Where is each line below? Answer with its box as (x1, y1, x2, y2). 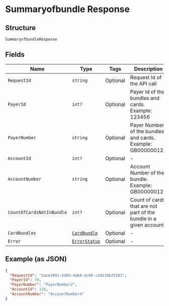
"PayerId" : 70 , (10, 277, 42, 282)
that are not (130, 202, 157, 210)
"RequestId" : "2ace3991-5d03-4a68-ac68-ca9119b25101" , (10, 273, 127, 278)
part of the (130, 209, 155, 216)
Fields (5, 50, 25, 59)
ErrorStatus (72, 238, 101, 244)
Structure (5, 24, 36, 32)
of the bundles (130, 128, 164, 135)
